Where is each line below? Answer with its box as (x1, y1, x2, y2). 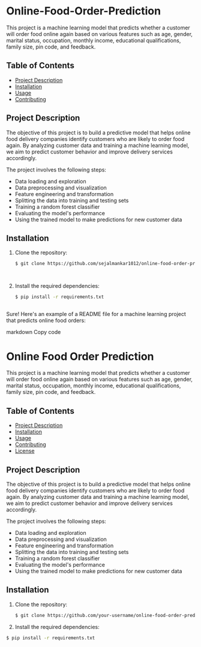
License (14, 447, 35, 455)
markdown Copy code (6, 329, 61, 336)
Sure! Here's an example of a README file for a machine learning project (6, 311, 186, 318)
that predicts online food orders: (6, 317, 86, 324)
